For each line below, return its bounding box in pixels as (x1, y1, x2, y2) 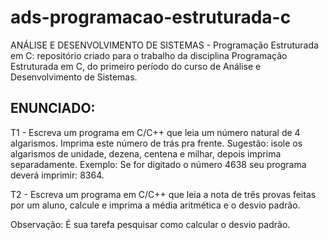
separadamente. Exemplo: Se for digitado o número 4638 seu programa (10, 158, 307, 170)
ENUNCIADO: (10, 100, 96, 117)
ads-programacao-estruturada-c (10, 6, 292, 29)
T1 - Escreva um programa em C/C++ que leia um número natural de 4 (10, 126, 301, 138)
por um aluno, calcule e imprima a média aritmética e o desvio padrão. (10, 199, 301, 211)
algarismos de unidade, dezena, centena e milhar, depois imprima (10, 147, 282, 160)
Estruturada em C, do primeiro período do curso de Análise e (10, 60, 262, 72)
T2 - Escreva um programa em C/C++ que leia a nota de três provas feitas (10, 188, 317, 200)
